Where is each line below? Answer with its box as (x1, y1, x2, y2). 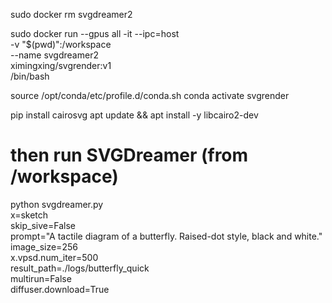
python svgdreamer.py (10, 198, 104, 210)
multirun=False (10, 272, 72, 284)
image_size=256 (10, 240, 78, 253)
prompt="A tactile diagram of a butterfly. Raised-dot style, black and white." (10, 230, 323, 242)
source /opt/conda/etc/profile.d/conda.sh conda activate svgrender (10, 90, 290, 101)
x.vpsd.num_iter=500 (10, 251, 99, 263)
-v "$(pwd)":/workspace (10, 39, 112, 50)
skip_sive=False (10, 219, 76, 231)
